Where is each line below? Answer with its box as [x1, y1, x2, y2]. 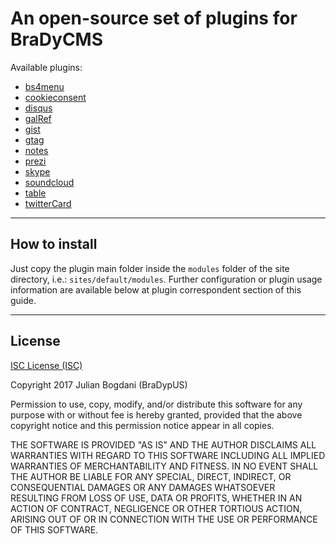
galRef [24, 112, 52, 124]
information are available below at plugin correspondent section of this [10, 283, 302, 296]
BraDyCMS [10, 28, 104, 51]
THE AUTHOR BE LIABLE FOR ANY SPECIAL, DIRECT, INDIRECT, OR [10, 470, 292, 482]
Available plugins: [10, 61, 83, 73]
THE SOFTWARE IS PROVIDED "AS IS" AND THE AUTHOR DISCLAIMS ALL [10, 438, 317, 451]
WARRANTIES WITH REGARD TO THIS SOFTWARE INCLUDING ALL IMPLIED [10, 449, 326, 461]
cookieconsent [24, 91, 87, 103]
